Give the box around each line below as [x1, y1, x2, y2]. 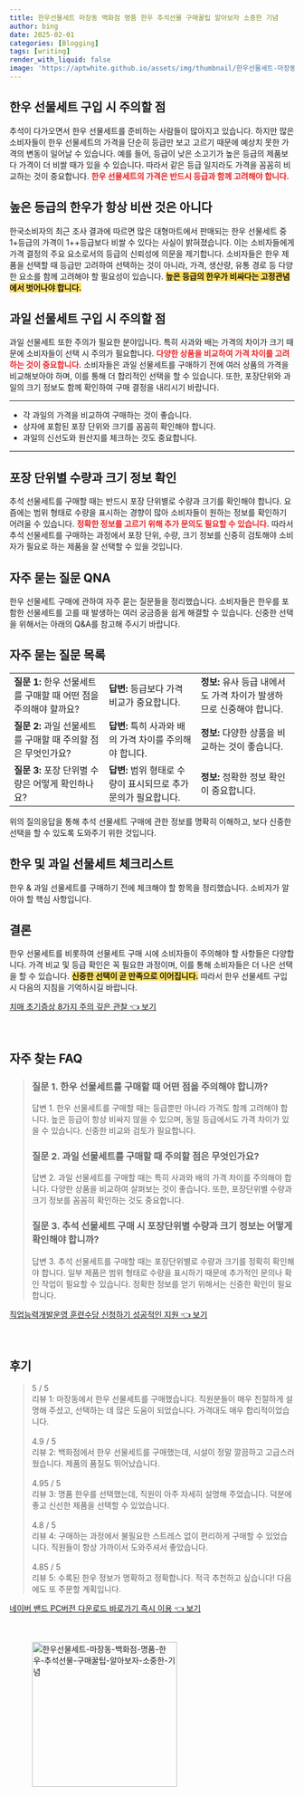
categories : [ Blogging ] [9, 38, 100, 48]
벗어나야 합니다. [25, 282, 82, 293]
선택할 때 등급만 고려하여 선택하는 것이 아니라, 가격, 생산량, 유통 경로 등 [25, 259, 277, 270]
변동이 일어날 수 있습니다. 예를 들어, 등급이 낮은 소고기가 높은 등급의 [25, 148, 265, 158]
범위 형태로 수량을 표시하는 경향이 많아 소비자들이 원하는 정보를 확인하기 [33, 507, 288, 518]
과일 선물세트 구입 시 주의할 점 [9, 311, 166, 326]
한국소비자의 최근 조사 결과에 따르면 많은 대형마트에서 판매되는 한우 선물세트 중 [9, 226, 288, 236]
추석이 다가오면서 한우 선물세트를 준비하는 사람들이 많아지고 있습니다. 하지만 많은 [9, 125, 295, 136]
